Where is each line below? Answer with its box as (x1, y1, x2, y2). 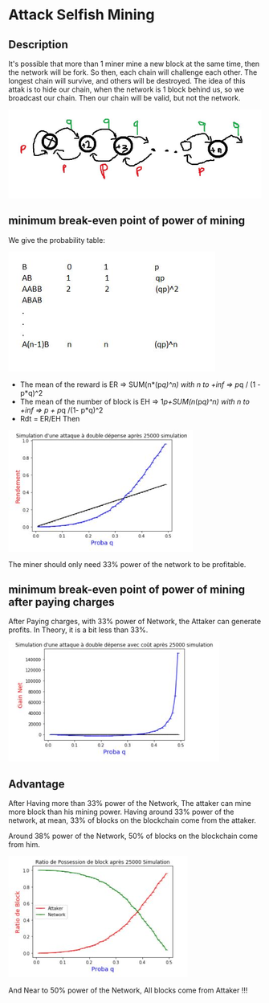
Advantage (8, 777, 66, 791)
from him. (8, 840, 40, 849)
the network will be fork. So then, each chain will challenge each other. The (8, 68, 258, 77)
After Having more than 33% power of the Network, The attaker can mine (8, 799, 251, 808)
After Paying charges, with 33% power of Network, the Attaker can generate (8, 617, 262, 627)
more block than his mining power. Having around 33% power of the (8, 807, 234, 817)
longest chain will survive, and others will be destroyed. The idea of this (8, 76, 246, 85)
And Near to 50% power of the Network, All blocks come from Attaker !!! (8, 985, 248, 995)
